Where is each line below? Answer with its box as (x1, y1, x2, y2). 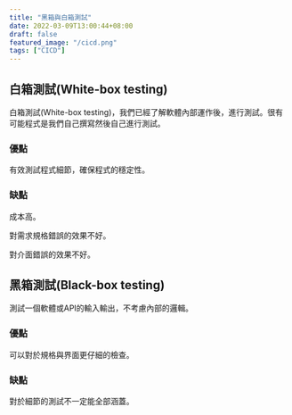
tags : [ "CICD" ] (9, 46, 66, 55)
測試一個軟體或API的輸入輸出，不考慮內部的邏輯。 (9, 303, 194, 313)
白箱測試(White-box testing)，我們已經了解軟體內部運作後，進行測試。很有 (9, 106, 283, 117)
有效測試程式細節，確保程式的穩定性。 (9, 164, 150, 175)
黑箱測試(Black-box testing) (9, 278, 166, 293)
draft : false (9, 29, 58, 38)
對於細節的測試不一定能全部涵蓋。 (9, 395, 134, 406)
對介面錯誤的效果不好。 (9, 249, 95, 260)
